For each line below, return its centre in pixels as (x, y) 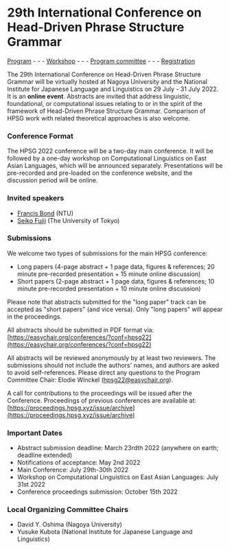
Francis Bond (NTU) (45, 213)
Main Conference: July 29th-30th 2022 (73, 470)
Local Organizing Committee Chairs (68, 509)
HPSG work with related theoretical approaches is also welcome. (99, 118)
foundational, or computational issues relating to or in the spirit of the (105, 103)
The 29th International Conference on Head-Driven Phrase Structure (104, 74)
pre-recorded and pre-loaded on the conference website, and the (100, 173)
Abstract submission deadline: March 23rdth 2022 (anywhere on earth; (118, 448)
